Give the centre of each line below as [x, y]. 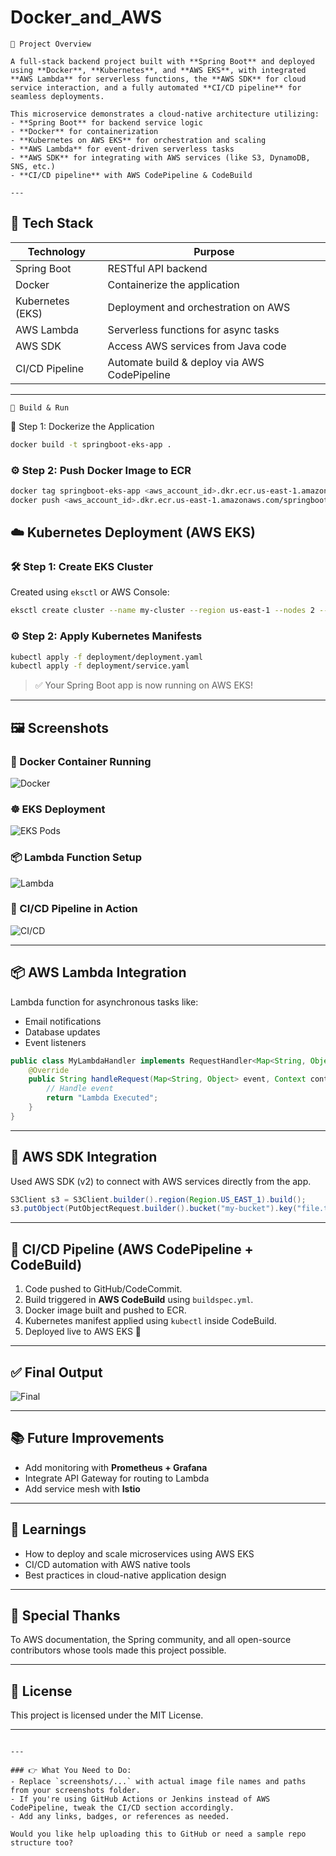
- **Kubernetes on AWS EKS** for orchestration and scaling [138, 140]
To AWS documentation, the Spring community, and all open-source [151, 1640]
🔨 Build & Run [40, 407]
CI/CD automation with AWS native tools [107, 1564]
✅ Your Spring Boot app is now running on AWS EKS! [144, 685]
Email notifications [63, 1021]
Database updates [62, 1032]
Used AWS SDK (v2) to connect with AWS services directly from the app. [161, 1181]
